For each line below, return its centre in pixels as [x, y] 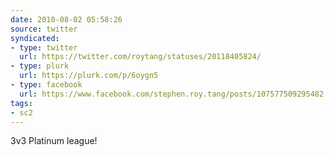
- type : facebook [46, 85]
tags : [21, 103]
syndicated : [35, 38]
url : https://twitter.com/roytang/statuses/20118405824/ [140, 57]
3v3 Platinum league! [54, 141]
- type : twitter [44, 47]
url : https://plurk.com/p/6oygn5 [89, 76]
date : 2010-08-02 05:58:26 [66, 19]
